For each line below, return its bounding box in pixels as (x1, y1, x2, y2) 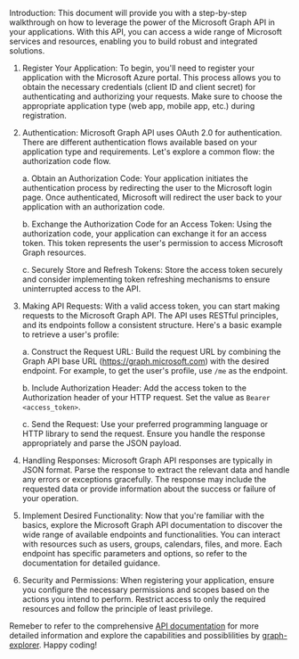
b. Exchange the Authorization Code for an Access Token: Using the (21, 218, 272, 229)
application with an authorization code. (21, 202, 166, 212)
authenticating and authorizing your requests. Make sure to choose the (21, 91, 283, 102)
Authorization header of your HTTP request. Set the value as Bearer (21, 392, 271, 402)
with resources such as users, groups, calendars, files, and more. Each (21, 539, 283, 549)
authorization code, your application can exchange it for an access (21, 228, 267, 239)
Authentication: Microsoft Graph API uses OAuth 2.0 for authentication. (21, 128, 283, 137)
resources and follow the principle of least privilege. (21, 604, 214, 614)
